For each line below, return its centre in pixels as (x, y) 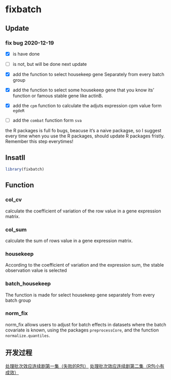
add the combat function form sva (47, 121)
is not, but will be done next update (50, 64)
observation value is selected (36, 270)
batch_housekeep (28, 283)
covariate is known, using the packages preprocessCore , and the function (82, 330)
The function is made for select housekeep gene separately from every (80, 295)
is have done (26, 54)
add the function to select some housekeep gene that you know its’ (83, 90)
